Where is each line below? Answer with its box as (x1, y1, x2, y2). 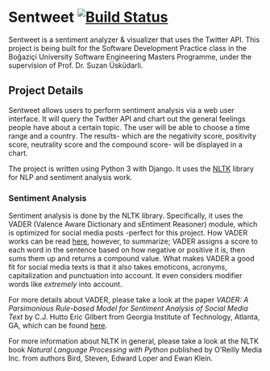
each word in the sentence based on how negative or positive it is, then (8, 245, 246, 255)
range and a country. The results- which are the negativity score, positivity (8, 131, 256, 140)
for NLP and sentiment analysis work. (8, 172, 133, 181)
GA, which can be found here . (8, 321, 107, 331)
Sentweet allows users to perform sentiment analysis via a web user (8, 105, 235, 115)
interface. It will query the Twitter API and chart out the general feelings (8, 114, 246, 123)
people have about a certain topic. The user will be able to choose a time (8, 122, 250, 132)
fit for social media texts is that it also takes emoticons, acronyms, (8, 262, 227, 272)
